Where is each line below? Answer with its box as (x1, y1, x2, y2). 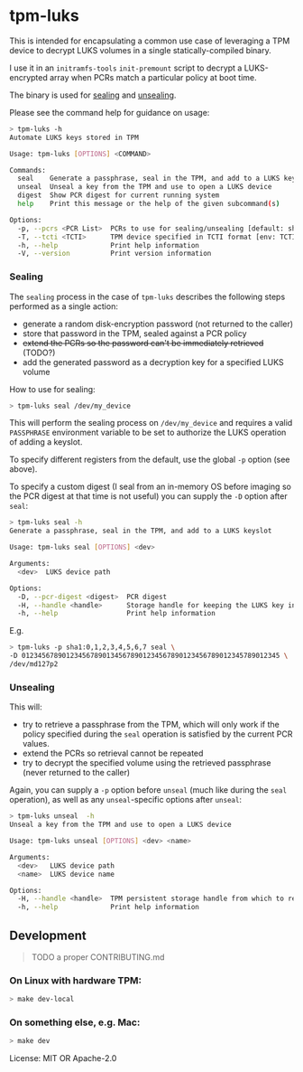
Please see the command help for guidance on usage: (9, 107, 210, 118)
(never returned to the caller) (22, 767, 131, 778)
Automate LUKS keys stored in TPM (9, 133, 140, 142)
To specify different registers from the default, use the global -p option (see (9, 454, 290, 465)
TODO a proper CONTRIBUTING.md (31, 951, 165, 963)
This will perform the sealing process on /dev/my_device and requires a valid (9, 418, 293, 428)
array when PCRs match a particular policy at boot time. (49, 71, 257, 82)
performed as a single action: (9, 300, 119, 312)
